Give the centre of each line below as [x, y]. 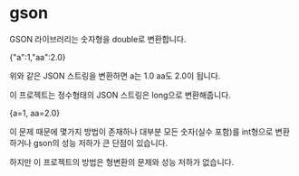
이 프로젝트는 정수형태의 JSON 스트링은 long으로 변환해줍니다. [120, 95]
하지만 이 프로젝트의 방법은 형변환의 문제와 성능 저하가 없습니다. [122, 162]
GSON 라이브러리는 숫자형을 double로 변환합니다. [98, 39]
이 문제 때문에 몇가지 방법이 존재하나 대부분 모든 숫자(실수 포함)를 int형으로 [141, 131]
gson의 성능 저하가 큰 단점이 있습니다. [101, 143]
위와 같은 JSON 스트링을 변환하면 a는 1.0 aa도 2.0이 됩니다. [115, 76]
